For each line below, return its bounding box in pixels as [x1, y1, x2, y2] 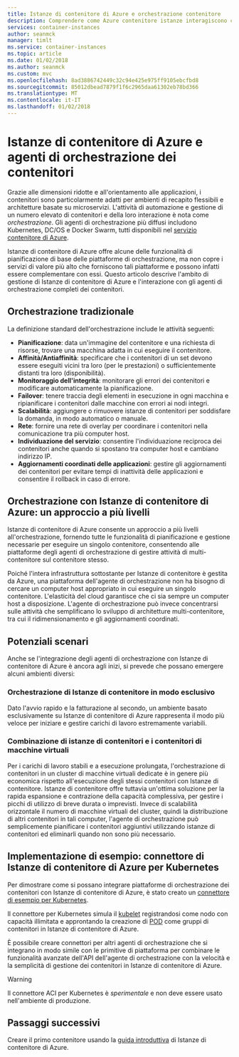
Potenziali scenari [7, 635, 89, 647]
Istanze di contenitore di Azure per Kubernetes [7, 862, 219, 874]
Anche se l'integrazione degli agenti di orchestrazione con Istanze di [7, 654, 208, 663]
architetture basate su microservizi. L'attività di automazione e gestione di [7, 202, 223, 211]
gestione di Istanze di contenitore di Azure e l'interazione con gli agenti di [7, 277, 223, 286]
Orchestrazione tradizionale [7, 306, 134, 318]
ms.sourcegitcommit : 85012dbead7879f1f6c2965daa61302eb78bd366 [7, 83, 199, 91]
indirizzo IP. [17, 452, 53, 460]
